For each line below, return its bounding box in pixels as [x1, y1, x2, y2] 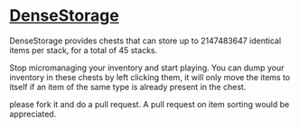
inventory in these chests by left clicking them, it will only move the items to [9, 71, 291, 82]
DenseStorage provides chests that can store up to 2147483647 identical [9, 35, 282, 46]
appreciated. [9, 108, 57, 119]
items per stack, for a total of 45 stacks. [9, 44, 158, 55]
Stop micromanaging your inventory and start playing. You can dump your [9, 62, 285, 73]
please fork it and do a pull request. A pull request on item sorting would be [9, 98, 290, 109]
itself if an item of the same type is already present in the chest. [9, 81, 247, 92]
